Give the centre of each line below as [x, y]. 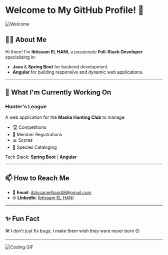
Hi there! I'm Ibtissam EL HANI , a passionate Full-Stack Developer [74, 51]
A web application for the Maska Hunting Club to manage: [65, 117]
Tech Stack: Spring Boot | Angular [41, 157]
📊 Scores [22, 140]
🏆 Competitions [29, 127]
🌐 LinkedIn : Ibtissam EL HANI [43, 198]
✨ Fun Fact [22, 218]
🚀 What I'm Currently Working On [58, 93]
